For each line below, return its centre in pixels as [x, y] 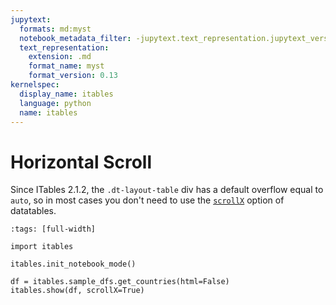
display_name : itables [66, 94]
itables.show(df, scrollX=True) [77, 291]
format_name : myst [66, 66]
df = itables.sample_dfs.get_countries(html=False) [120, 282]
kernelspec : [35, 85]
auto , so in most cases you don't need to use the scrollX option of [147, 200]
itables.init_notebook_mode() [73, 264]
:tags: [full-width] [53, 229]
